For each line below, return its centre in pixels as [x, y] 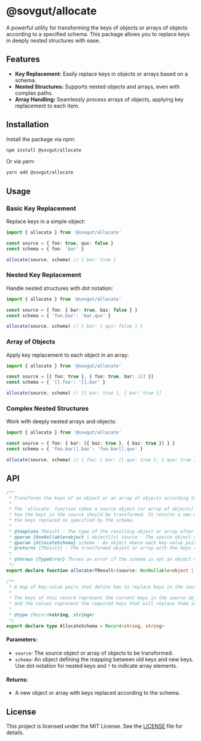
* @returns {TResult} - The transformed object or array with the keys [100, 548]
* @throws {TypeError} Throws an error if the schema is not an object [100, 560]
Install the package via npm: [41, 139]
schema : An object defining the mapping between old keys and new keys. [104, 659]
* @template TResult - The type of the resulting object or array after [101, 531]
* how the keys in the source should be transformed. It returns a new [100, 515]
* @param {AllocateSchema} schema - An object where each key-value [96, 543]
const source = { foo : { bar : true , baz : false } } [72, 310]
